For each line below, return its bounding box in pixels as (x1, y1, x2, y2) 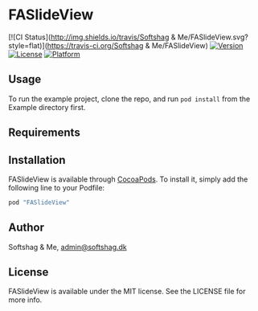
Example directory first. (8, 102, 86, 112)
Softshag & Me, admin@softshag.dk (8, 242, 127, 252)
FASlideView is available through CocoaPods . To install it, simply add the (8, 174, 248, 184)
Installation (8, 153, 66, 166)
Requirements (8, 126, 80, 140)
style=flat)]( (8, 40, 48, 50)
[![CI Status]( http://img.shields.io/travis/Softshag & (8, 32, 176, 42)
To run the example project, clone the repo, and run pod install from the (8, 94, 251, 104)
